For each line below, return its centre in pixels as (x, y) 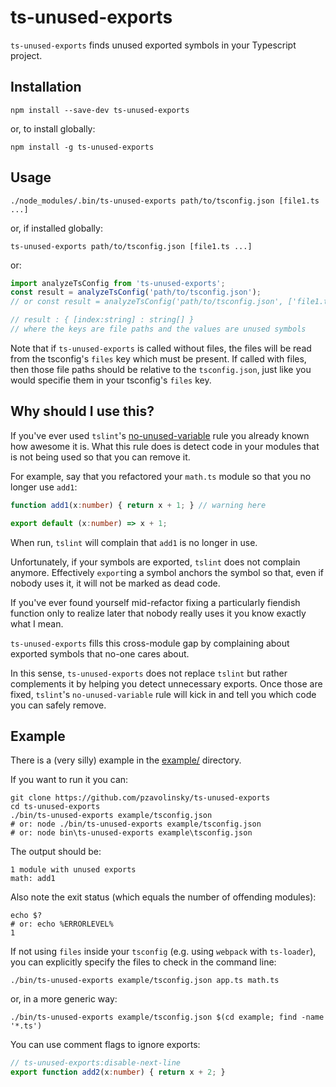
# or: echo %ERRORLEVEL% (62, 924)
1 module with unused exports (73, 870)
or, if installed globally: (56, 228)
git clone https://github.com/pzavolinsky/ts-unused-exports (140, 798)
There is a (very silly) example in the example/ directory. (126, 760)
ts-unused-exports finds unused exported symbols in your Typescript (153, 45)
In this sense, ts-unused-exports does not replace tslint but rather (149, 673)
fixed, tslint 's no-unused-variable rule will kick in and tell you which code (163, 694)
